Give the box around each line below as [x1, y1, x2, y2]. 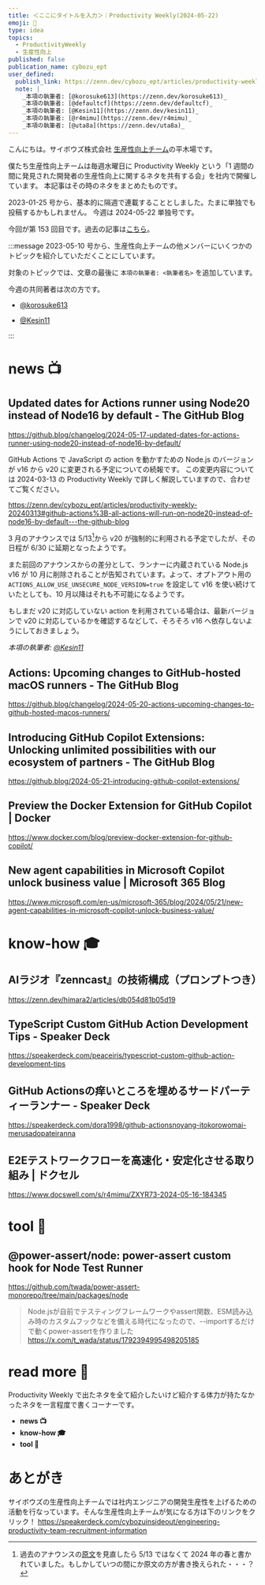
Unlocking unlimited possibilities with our [8, 743, 217, 756]
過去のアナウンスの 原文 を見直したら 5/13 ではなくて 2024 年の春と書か [19, 1549, 252, 1559]
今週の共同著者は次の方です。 [8, 284, 105, 294]
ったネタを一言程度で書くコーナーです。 [8, 1400, 139, 1410]
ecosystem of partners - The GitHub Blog [8, 755, 215, 769]
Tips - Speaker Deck [8, 1030, 110, 1044]
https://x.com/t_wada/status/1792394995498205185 [27, 1336, 200, 1345]
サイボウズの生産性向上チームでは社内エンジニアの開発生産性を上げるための [8, 1497, 257, 1506]
